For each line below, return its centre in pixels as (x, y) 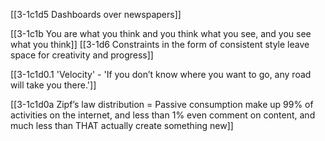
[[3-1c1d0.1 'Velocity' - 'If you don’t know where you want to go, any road (161, 74)
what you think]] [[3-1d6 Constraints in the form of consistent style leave (160, 44)
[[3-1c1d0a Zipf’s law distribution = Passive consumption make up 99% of (162, 104)
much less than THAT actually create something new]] (122, 125)
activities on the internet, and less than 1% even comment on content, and (163, 115)
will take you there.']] (53, 85)
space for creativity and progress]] (82, 55)
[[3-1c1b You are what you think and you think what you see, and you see (161, 33)
